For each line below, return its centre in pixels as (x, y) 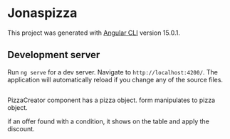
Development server (54, 55)
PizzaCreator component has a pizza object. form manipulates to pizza (111, 100)
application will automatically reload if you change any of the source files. (115, 79)
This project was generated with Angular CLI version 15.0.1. (94, 33)
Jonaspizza (42, 13)
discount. (21, 129)
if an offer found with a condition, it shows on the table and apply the (109, 121)
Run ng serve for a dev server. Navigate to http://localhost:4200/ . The (113, 72)
